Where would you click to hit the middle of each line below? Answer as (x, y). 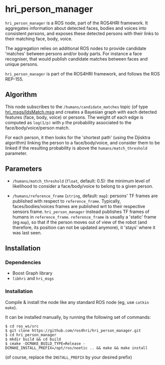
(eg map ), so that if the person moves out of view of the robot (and (80, 222)
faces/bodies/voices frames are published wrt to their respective (79, 206)
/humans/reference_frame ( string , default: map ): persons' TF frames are (85, 196)
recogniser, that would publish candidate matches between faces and (77, 59)
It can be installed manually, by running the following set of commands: (78, 317)
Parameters (24, 169)
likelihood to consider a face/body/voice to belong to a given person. (83, 186)
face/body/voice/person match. (38, 128)
